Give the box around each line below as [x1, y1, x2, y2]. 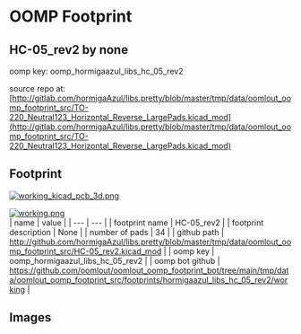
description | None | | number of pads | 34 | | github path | [9, 226, 224, 237]
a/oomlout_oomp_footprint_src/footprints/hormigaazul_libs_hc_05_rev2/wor [9, 274, 288, 285]
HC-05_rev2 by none [9, 42, 128, 57]
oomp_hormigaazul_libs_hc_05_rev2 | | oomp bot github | [9, 255, 221, 266]
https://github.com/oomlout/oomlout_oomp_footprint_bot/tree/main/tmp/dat [9, 265, 289, 276]
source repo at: [9, 83, 65, 93]
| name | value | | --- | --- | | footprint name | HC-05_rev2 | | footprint [9, 217, 264, 228]
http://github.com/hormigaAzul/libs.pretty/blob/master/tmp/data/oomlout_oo [9, 236, 292, 247]
